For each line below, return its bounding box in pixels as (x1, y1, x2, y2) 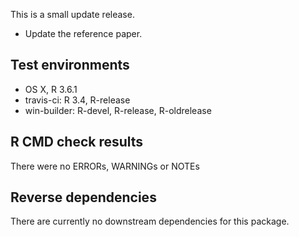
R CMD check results (10, 134, 144, 151)
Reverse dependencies (10, 189, 157, 206)
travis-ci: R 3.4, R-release (24, 94, 131, 106)
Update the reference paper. (24, 28, 143, 39)
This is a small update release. (10, 9, 135, 20)
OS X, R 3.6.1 (24, 83, 78, 95)
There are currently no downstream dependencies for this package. (10, 215, 290, 228)
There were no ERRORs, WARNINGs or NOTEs (10, 160, 200, 172)
